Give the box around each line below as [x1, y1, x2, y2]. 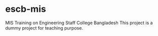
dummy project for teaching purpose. [5, 25, 84, 31]
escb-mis [5, 3, 47, 15]
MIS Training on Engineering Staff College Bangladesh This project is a [5, 20, 153, 26]
